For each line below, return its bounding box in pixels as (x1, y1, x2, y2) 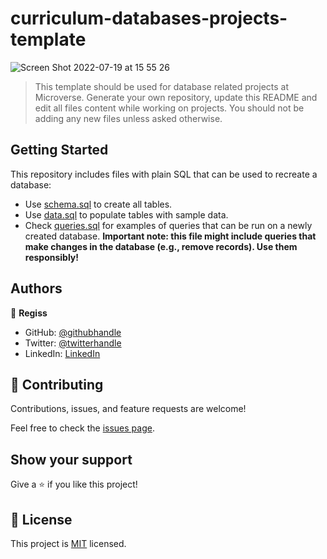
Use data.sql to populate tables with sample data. (24, 208, 229, 221)
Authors (10, 280, 63, 297)
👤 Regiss (10, 307, 48, 319)
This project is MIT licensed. (10, 538, 127, 549)
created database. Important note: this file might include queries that (24, 230, 317, 242)
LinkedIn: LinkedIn (24, 347, 101, 359)
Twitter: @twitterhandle (24, 337, 122, 349)
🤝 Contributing (10, 376, 104, 393)
